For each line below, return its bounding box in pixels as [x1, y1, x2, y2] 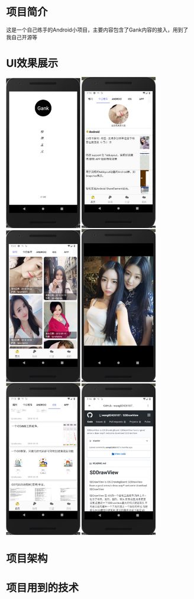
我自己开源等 [6, 33, 37, 40]
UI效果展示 [6, 57, 59, 70]
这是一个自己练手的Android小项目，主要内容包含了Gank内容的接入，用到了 [6, 26, 189, 33]
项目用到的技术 [6, 581, 79, 595]
